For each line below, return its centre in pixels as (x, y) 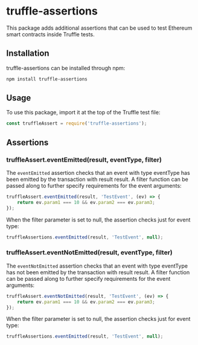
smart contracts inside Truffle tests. (50, 34)
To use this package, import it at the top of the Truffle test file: (83, 113)
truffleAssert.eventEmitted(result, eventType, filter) (84, 160)
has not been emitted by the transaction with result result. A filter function (98, 272)
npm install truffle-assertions (47, 79)
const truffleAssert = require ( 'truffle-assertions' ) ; (77, 123)
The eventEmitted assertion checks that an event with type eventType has (98, 173)
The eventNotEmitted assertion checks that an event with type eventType (97, 266)
